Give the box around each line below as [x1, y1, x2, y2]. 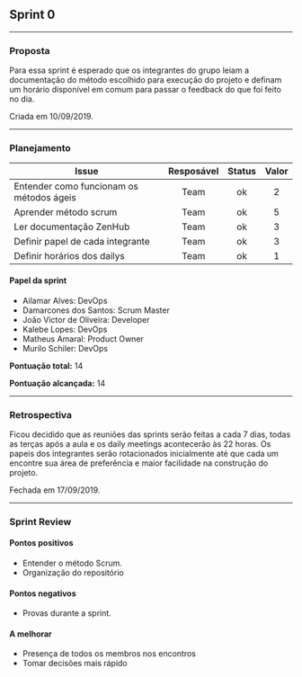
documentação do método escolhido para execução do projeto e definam [9, 75, 282, 85]
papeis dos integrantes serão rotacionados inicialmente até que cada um [9, 448, 279, 459]
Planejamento [9, 142, 72, 155]
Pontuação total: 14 [9, 360, 84, 371]
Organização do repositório [22, 567, 124, 578]
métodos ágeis [13, 192, 76, 204]
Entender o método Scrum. [22, 557, 123, 569]
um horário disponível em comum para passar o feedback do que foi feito [9, 85, 281, 95]
